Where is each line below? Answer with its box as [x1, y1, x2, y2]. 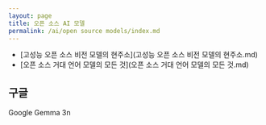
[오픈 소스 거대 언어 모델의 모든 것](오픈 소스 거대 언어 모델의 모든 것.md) [19, 60, 249, 69]
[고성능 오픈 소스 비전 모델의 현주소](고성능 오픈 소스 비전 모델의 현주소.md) [19, 50, 258, 60]
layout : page [8, 11, 52, 20]
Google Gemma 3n [8, 108, 71, 118]
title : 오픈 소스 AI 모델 [8, 19, 85, 27]
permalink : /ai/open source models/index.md [8, 27, 160, 35]
